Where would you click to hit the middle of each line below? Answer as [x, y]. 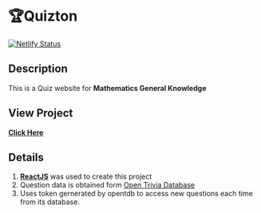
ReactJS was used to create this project [86, 176]
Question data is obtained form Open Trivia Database [107, 185]
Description [38, 69]
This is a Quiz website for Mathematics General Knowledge [107, 88]
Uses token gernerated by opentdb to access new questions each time [136, 194]
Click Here [26, 132]
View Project [41, 113]
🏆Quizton [43, 16]
